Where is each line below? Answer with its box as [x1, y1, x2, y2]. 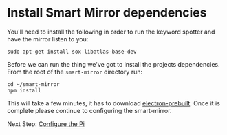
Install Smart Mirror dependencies [7, 5, 207, 21]
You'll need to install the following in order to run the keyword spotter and [7, 28, 215, 36]
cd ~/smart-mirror [7, 81, 60, 87]
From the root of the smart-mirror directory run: [7, 67, 143, 76]
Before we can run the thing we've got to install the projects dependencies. [7, 60, 220, 68]
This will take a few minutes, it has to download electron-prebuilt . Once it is [7, 98, 220, 107]
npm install [7, 87, 41, 94]
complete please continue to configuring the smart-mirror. [7, 106, 172, 114]
